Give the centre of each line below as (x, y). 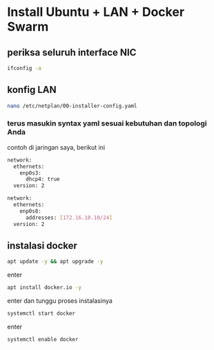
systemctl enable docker (43, 340)
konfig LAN (32, 90)
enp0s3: (30, 173)
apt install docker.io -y (44, 288)
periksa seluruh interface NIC (72, 52)
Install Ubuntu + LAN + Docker (96, 12)
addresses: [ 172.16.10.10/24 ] (69, 218)
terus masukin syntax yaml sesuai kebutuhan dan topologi (107, 123)
